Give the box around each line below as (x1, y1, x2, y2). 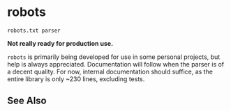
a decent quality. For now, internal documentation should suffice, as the (7, 67, 213, 76)
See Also (7, 95, 47, 107)
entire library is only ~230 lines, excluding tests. (7, 74, 145, 83)
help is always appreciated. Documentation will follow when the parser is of (7, 60, 225, 68)
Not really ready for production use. (7, 39, 114, 47)
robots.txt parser (7, 27, 61, 34)
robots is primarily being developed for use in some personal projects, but (7, 53, 221, 61)
